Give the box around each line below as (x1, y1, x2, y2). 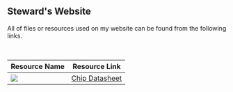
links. (7, 31, 23, 40)
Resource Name (10, 61, 65, 71)
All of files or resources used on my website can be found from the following (7, 24, 227, 32)
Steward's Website (7, 6, 92, 17)
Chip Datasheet (71, 73, 122, 83)
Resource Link (72, 61, 121, 71)
